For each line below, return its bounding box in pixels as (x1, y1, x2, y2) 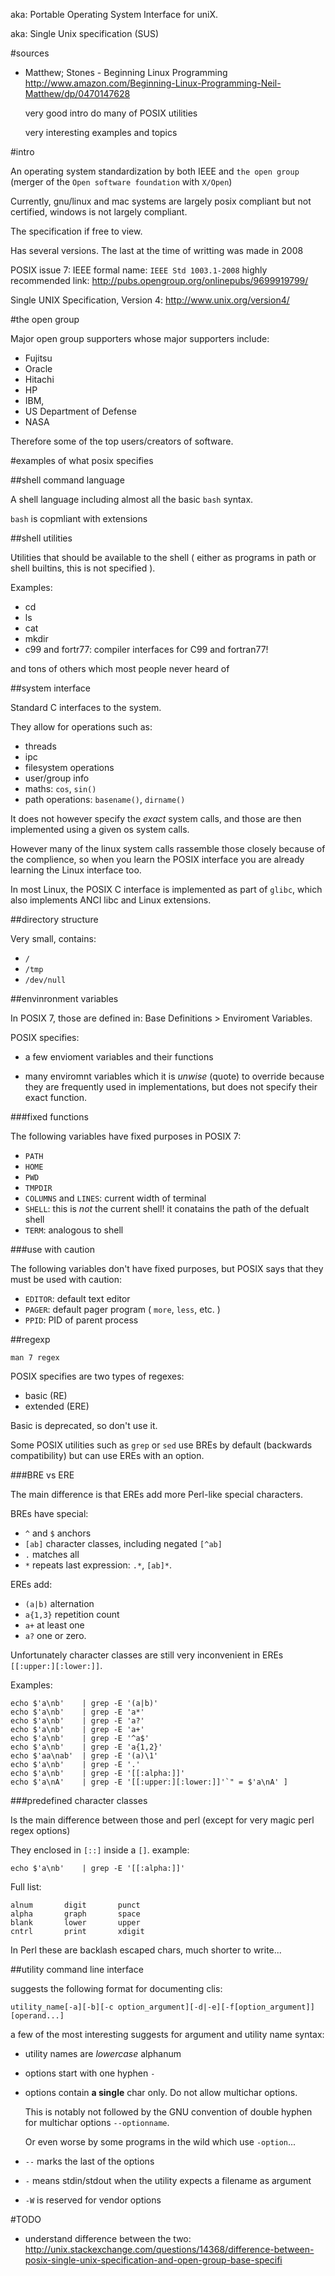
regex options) (10, 1825, 71, 1836)
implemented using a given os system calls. (10, 824, 190, 835)
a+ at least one (24, 1619, 85, 1631)
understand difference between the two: (24, 2233, 192, 2244)
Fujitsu (24, 352, 53, 364)
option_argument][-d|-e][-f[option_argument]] (117, 2002, 315, 2012)
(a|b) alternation (24, 1598, 95, 1609)
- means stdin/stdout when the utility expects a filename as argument (24, 2175, 312, 2186)
